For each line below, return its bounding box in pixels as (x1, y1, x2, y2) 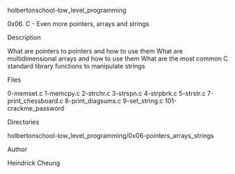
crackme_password (7, 104, 65, 112)
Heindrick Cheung (7, 159, 61, 167)
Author (7, 145, 28, 154)
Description (7, 33, 41, 42)
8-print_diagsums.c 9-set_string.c (64, 97, 164, 105)
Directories (7, 118, 40, 126)
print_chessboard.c (7, 97, 64, 105)
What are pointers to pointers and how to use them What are (7, 47, 183, 55)
